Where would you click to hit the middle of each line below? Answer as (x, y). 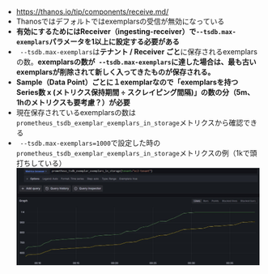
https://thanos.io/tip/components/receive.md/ (92, 12)
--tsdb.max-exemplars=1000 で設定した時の (90, 143)
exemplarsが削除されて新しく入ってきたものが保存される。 (115, 72)
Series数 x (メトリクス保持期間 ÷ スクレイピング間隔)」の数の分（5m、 (135, 92)
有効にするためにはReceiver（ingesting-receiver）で (106, 31)
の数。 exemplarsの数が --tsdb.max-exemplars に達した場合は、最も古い (136, 62)
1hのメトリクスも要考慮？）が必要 (73, 102)
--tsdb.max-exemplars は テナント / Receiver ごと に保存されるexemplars (138, 51)
